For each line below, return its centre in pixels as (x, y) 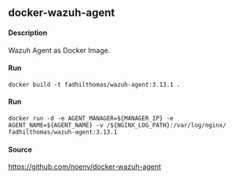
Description (28, 32)
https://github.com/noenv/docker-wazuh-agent (85, 166)
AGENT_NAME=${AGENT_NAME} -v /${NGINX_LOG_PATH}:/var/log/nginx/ (117, 125)
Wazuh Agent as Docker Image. (59, 50)
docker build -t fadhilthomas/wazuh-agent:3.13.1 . (94, 84)
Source (20, 149)
